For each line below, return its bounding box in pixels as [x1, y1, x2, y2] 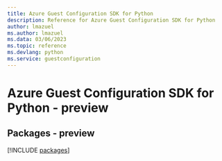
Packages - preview [7, 128, 95, 139]
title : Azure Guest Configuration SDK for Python [7, 10, 154, 17]
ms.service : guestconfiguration [7, 56, 101, 62]
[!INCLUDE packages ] [7, 146, 70, 154]
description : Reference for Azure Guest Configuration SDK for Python [7, 17, 216, 24]
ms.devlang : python [7, 49, 64, 56]
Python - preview [7, 100, 109, 115]
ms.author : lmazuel [7, 29, 64, 37]
